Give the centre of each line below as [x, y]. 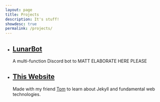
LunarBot [27, 49]
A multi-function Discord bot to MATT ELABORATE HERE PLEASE [79, 61]
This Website [34, 77]
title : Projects [22, 15]
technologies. [27, 94]
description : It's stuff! [32, 19]
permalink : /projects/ [29, 29]
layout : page [19, 10]
